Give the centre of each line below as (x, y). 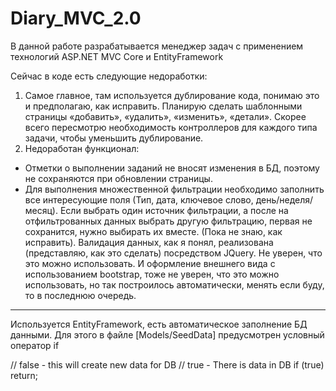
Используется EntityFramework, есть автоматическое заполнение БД (159, 324)
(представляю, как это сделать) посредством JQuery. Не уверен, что (173, 253)
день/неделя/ (284, 199)
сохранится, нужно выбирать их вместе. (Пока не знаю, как (153, 231)
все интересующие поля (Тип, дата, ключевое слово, (139, 199)
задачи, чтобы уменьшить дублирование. (114, 138)
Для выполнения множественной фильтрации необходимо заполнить (174, 189)
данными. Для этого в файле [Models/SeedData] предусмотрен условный (167, 334)
